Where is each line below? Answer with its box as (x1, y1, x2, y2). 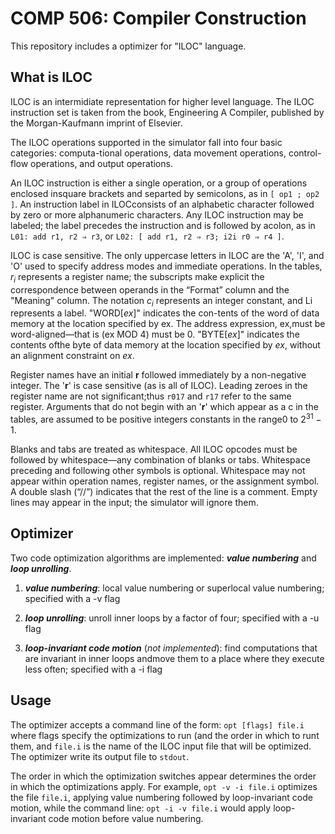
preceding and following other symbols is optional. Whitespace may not (10, 465, 306, 476)
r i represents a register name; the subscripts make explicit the (10, 270, 265, 285)
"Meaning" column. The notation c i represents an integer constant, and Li (10, 294, 313, 309)
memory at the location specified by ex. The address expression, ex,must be (10, 318, 326, 330)
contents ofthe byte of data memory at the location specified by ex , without (10, 339, 321, 351)
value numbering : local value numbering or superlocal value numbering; (24, 582, 325, 594)
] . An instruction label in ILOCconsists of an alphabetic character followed (10, 198, 315, 210)
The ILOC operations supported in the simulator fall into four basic (10, 136, 283, 148)
